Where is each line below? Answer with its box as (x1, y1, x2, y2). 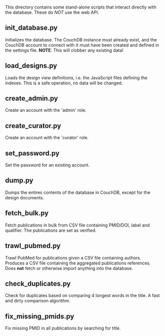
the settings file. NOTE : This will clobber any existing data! (5, 47, 124, 53)
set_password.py (5, 149, 60, 157)
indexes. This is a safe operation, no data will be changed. (5, 80, 123, 86)
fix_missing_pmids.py (5, 312, 74, 320)
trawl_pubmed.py (5, 242, 61, 250)
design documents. (5, 194, 44, 200)
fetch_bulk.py (5, 209, 49, 218)
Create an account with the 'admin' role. (5, 107, 87, 113)
